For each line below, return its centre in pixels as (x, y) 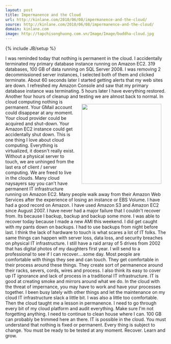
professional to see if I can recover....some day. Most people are (73, 254)
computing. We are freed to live (38, 173)
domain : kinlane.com (27, 29)
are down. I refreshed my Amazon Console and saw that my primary (77, 85)
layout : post (19, 10)
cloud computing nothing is (34, 102)
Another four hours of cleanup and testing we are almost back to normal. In (84, 96)
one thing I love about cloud (34, 140)
